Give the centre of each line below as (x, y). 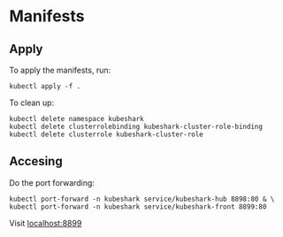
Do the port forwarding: (52, 182)
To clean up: (32, 103)
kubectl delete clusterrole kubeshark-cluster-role (106, 134)
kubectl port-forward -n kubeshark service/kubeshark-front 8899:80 (138, 206)
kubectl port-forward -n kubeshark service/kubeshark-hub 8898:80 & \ (142, 199)
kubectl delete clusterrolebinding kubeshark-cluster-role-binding (136, 126)
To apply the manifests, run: (60, 70)
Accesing (36, 161)
